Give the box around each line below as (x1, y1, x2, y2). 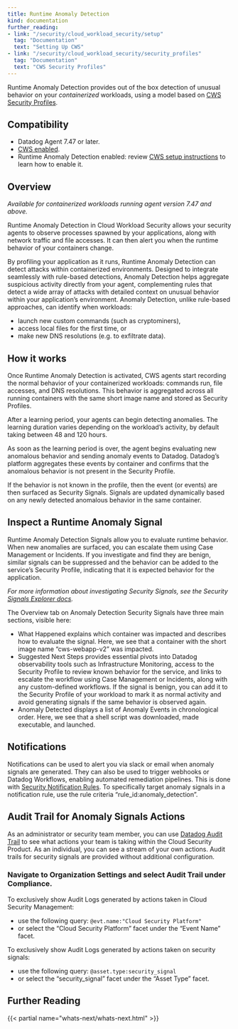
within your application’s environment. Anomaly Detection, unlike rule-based (7, 295, 231, 304)
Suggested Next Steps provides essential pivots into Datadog (17, 652, 198, 660)
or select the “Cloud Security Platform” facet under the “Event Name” (17, 924, 221, 932)
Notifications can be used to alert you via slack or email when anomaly (7, 759, 215, 769)
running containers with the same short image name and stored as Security (7, 394, 228, 403)
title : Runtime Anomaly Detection (7, 10, 110, 18)
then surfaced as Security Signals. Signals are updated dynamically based (7, 488, 225, 497)
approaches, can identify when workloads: (7, 303, 133, 312)
